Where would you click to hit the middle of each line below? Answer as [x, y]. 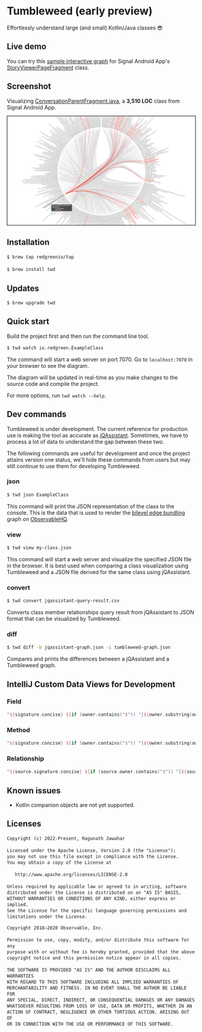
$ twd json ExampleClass [38, 495]
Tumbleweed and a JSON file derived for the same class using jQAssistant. [99, 572]
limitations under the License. [47, 917]
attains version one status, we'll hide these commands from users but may [99, 460]
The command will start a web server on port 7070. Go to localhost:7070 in [100, 359]
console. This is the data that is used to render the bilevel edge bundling [96, 513]
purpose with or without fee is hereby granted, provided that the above [101, 952]
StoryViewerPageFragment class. [48, 67]
